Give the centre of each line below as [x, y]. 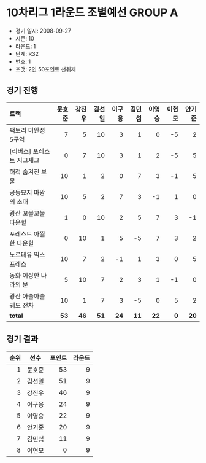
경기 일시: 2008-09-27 [43, 31]
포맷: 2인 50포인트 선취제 [46, 69]
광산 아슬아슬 [27, 296]
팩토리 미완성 [27, 130]
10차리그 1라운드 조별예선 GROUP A [92, 13]
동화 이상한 [25, 275]
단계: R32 [27, 53]
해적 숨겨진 [25, 171]
